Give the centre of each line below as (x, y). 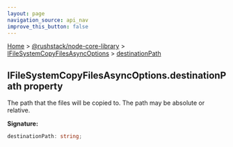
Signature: (23, 124)
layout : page (26, 14)
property (43, 86)
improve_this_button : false (48, 26)
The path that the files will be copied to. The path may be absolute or (106, 103)
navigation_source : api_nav (48, 20)
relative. (19, 110)
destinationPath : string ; (45, 137)
